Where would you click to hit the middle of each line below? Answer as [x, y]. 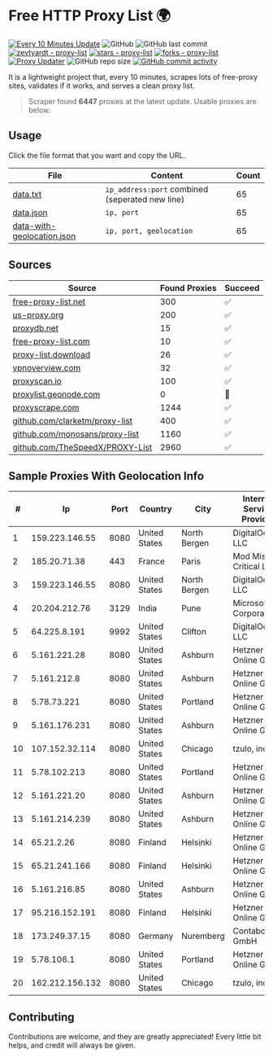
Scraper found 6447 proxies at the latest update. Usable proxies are [143, 101]
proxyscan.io [37, 381]
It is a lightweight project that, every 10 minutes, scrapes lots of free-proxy [133, 77]
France [151, 561]
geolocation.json [44, 235]
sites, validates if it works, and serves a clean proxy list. [102, 86]
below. [39, 110]
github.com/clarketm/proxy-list [72, 420]
